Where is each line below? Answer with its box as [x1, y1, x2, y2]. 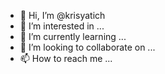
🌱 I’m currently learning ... [19, 31, 127, 42]
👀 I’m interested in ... [19, 20, 105, 32]
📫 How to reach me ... [19, 53, 113, 64]
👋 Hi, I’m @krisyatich [19, 10, 106, 21]
